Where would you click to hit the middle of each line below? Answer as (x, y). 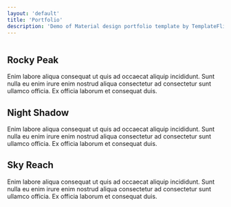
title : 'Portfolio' (35, 20)
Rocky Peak (33, 60)
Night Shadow (38, 113)
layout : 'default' (33, 13)
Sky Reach (30, 165)
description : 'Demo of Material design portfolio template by (98, 26)
